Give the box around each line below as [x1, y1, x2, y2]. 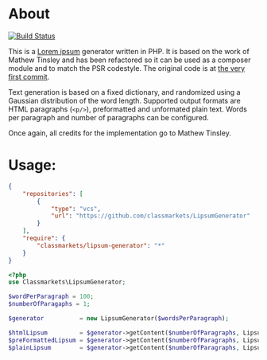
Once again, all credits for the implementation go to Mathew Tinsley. [8, 128, 232, 138]
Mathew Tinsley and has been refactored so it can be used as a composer [8, 55, 251, 65]
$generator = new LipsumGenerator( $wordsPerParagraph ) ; [8, 315, 229, 323]
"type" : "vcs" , [50, 205, 102, 213]
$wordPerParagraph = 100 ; [8, 292, 94, 301]
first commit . [8, 72, 50, 81]
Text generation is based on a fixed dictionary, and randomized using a [8, 87, 241, 96]
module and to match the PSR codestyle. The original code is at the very [8, 63, 246, 72]
